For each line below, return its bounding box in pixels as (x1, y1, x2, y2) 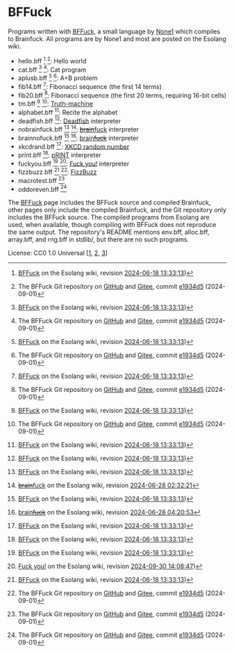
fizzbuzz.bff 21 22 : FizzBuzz (17, 166, 97, 176)
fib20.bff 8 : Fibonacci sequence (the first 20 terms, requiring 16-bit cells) (17, 90, 227, 100)
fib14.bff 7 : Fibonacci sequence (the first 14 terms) (17, 81, 162, 91)
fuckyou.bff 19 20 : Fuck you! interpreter (17, 158, 130, 168)
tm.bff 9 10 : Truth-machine (17, 98, 93, 108)
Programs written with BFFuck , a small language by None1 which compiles (8, 27, 221, 36)
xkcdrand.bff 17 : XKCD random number (17, 141, 130, 150)
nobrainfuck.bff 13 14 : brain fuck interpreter (17, 124, 140, 133)
